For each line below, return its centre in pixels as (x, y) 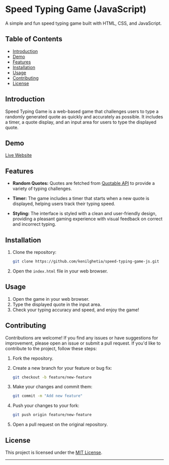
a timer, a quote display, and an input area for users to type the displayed (81, 122)
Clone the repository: (34, 252)
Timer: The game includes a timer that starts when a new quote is (81, 198)
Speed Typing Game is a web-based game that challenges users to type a (82, 111)
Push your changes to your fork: (46, 406)
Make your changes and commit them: (52, 387)
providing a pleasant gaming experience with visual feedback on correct (87, 219)
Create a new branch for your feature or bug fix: (62, 368)
